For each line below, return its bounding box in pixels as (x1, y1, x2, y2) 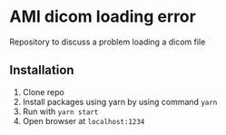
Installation (9, 63, 74, 78)
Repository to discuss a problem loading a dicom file (9, 36, 206, 47)
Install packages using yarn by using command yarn (22, 96, 218, 107)
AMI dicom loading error (9, 6, 197, 27)
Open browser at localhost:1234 (22, 115, 145, 126)
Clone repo (22, 86, 65, 97)
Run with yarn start (22, 106, 99, 117)
